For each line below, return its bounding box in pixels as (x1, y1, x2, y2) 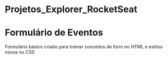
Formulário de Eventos (5, 27, 103, 39)
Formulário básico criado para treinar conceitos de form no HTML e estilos (5, 44, 163, 50)
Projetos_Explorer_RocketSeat (5, 4, 138, 15)
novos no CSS (5, 49, 35, 55)
